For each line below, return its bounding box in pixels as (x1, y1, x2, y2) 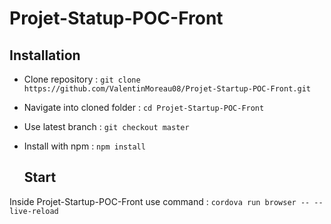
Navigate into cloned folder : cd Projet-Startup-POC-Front (23, 102, 265, 113)
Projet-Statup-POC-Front (9, 7, 224, 30)
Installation (9, 47, 81, 64)
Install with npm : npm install (23, 140, 146, 152)
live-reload (9, 206, 59, 216)
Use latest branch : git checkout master (23, 121, 190, 132)
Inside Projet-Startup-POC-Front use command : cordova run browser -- (9, 195, 311, 207)
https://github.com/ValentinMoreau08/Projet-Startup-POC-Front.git (23, 84, 311, 94)
